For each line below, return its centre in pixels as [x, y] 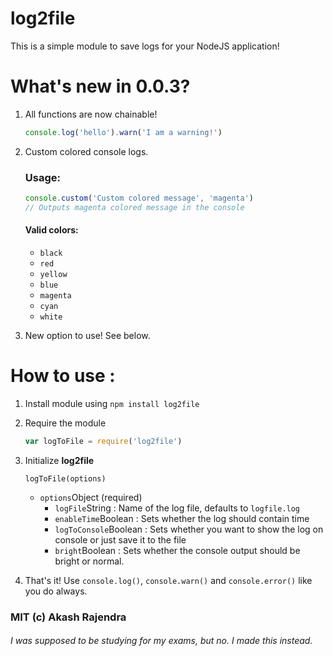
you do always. [56, 591]
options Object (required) [91, 497]
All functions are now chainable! [91, 114]
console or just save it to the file [120, 539]
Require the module [65, 423]
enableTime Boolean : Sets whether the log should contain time [182, 518]
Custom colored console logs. [86, 151]
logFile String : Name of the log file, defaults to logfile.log [177, 508]
